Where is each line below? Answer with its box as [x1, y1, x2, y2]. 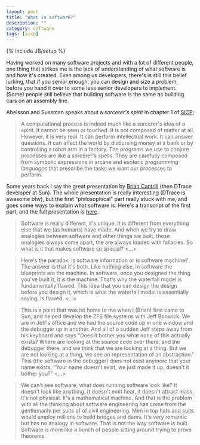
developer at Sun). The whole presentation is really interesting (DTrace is [6, 189, 186, 196]
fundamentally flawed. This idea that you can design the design [20, 282, 177, 289]
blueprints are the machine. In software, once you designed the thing [20, 270, 191, 277]
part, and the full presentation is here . [6, 208, 99, 215]
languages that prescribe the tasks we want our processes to [20, 165, 172, 172]
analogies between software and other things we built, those [20, 233, 170, 240]
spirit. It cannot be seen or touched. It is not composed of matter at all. [20, 127, 195, 134]
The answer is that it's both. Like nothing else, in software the [20, 263, 173, 270]
